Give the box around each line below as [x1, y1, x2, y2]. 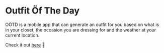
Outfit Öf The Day [5, 5, 79, 16]
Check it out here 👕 [5, 41, 45, 47]
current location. [5, 32, 40, 38]
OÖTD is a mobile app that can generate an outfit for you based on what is [5, 21, 159, 27]
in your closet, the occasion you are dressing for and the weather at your [5, 26, 156, 32]
